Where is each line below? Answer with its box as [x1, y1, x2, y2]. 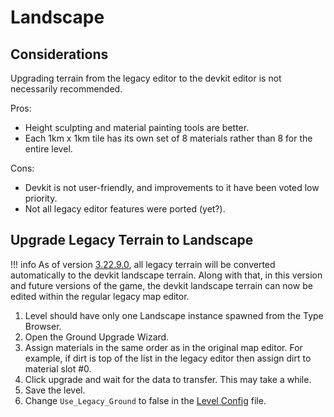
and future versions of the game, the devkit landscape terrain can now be [10, 279, 313, 291]
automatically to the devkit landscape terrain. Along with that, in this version [10, 269, 323, 281]
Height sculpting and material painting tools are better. [24, 122, 250, 133]
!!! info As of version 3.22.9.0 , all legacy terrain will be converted [10, 258, 276, 270]
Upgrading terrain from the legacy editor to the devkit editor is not [10, 72, 282, 84]
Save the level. [24, 384, 86, 396]
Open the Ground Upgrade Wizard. [24, 331, 170, 343]
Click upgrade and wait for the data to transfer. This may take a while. [24, 373, 312, 385]
